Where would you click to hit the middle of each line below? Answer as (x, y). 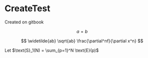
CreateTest (28, 9)
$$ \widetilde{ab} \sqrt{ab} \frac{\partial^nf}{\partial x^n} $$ (82, 41)
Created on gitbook (24, 22)
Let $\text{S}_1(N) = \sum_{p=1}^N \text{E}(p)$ (52, 50)
